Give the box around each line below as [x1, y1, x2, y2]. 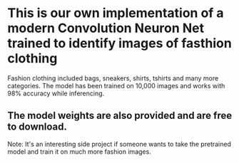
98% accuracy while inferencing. [7, 89, 105, 98]
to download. [7, 121, 68, 133]
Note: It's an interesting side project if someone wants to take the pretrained [7, 140, 232, 148]
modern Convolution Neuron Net [7, 20, 205, 36]
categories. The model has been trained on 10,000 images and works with [7, 81, 225, 90]
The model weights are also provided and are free [7, 110, 233, 122]
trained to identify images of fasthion [7, 36, 232, 51]
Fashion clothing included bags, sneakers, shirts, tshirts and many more [7, 73, 219, 83]
